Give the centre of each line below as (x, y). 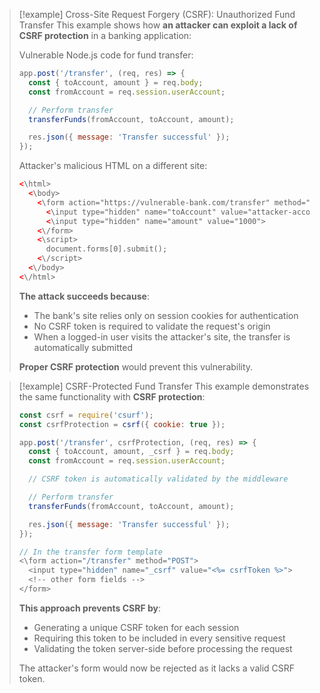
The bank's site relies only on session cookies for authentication (166, 315)
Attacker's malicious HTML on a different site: (113, 166)
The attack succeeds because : (84, 296)
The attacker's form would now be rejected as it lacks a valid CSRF (157, 668)
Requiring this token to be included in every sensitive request (159, 638)
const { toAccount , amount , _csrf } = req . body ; (131, 452)
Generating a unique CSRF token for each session (136, 627)
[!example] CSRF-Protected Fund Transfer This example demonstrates (164, 386)
